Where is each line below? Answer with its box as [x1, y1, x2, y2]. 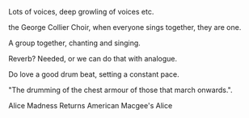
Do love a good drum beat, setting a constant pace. [8, 70, 179, 79]
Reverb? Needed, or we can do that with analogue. [8, 54, 178, 63]
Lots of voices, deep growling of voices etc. [8, 7, 154, 16]
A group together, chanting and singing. [8, 38, 141, 48]
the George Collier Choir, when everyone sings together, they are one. [8, 23, 242, 32]
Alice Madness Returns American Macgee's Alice [8, 101, 173, 110]
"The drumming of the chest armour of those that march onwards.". [8, 85, 233, 95]
